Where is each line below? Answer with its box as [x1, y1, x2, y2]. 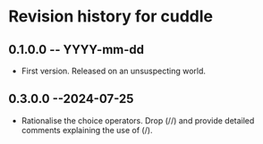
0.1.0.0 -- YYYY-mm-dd [8, 42, 145, 57]
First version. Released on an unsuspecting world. [21, 65, 207, 76]
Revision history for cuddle [8, 6, 214, 27]
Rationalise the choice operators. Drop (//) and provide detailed [21, 114, 255, 126]
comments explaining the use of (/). [21, 124, 153, 135]
